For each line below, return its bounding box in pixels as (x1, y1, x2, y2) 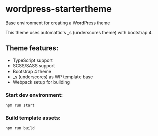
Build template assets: (5, 114, 61, 121)
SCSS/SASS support (12, 62, 55, 69)
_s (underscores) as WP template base (12, 74, 93, 80)
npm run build (5, 126, 35, 131)
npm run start (5, 103, 35, 108)
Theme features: (5, 44, 59, 53)
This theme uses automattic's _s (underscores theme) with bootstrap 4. (5, 29, 153, 35)
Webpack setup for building (12, 79, 70, 85)
